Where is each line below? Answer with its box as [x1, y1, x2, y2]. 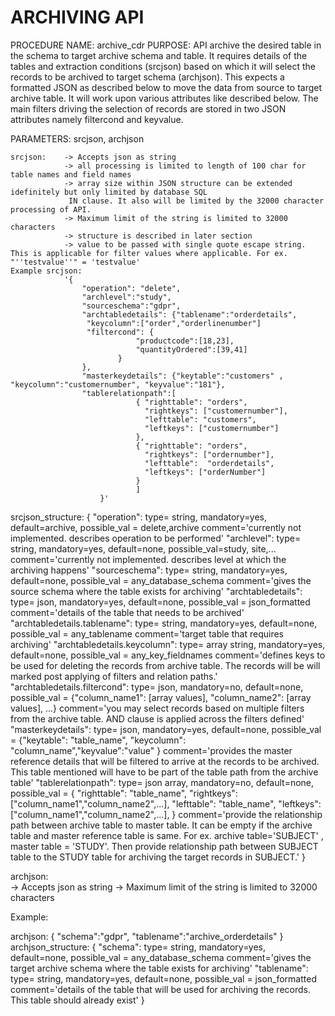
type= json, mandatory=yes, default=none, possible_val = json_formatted [10, 596, 311, 608]
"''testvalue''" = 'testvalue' [10, 257, 141, 267]
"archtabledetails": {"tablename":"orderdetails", [81, 309, 298, 320]
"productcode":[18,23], [135, 336, 235, 346]
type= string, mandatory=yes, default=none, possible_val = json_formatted [10, 972, 317, 985]
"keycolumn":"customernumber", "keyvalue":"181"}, [10, 379, 226, 390]
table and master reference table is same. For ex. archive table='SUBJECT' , [10, 829, 324, 841]
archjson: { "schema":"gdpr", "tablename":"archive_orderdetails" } [10, 930, 284, 942]
